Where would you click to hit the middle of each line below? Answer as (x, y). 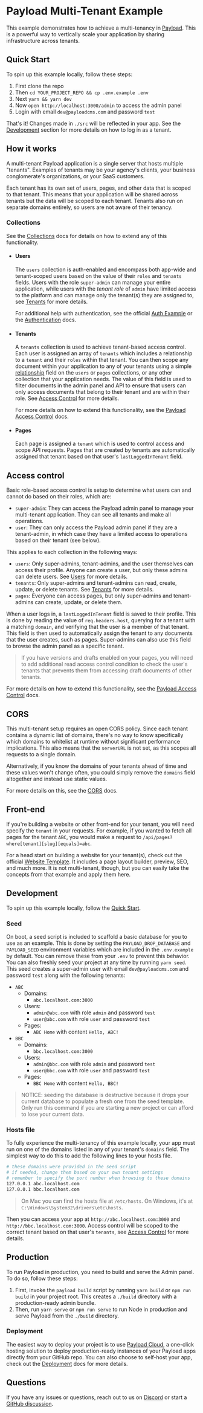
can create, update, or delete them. (79, 602)
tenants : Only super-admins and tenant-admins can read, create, (96, 583)
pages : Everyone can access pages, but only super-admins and (93, 596)
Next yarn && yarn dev (43, 98)
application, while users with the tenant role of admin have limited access (105, 289)
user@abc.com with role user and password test (92, 1019)
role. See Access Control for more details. (67, 398)
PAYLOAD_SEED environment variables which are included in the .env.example (100, 950)
